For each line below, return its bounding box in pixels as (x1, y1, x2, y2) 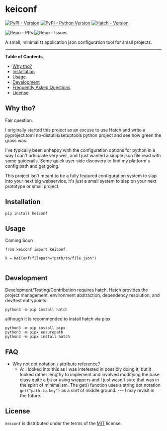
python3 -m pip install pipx (5, 325, 66, 330)
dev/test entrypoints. (5, 298, 48, 304)
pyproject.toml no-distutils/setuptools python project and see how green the (5, 132, 162, 138)
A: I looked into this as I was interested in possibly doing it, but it (19, 366, 152, 372)
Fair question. (5, 117, 33, 123)
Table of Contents (5, 53, 43, 59)
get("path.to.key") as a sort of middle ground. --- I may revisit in (19, 387, 155, 393)
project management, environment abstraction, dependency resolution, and (5, 292, 160, 298)
